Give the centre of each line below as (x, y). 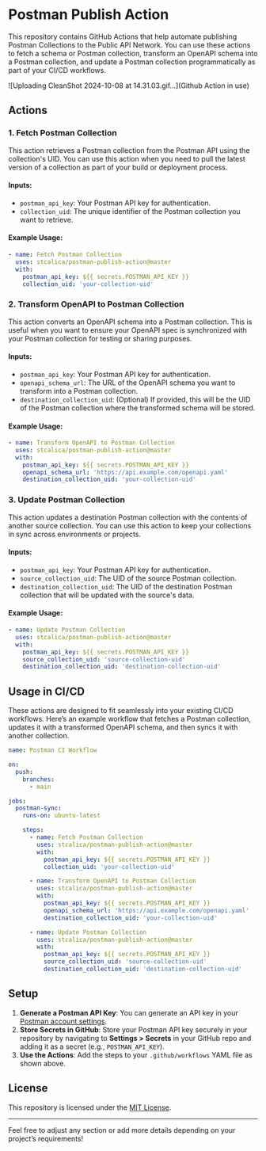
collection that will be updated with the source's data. (107, 595)
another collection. (39, 736)
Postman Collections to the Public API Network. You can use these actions (129, 44)
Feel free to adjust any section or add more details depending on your (122, 1130)
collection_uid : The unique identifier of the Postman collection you (130, 211)
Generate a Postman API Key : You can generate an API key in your (129, 1012)
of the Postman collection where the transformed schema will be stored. (137, 408)
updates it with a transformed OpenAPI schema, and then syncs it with (123, 727)
